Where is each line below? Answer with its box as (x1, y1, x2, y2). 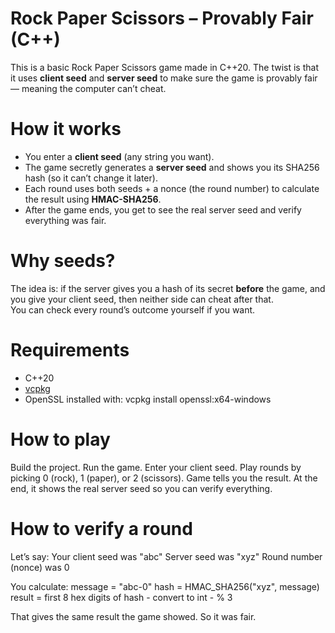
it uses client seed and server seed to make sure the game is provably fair (10, 72, 318, 84)
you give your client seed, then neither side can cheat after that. (10, 293, 274, 305)
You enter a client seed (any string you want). (24, 150, 215, 162)
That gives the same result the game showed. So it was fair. (10, 610, 257, 622)
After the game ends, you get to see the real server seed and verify (24, 203, 302, 216)
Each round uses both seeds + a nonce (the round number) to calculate (24, 182, 320, 194)
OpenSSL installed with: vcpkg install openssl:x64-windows (24, 393, 272, 405)
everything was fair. (24, 214, 107, 226)
